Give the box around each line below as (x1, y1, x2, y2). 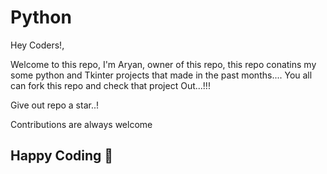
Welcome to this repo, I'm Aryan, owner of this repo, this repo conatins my (10, 58, 317, 70)
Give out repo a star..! (10, 99, 100, 111)
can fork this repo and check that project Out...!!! (10, 79, 211, 91)
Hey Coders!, (10, 39, 65, 51)
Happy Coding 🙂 (10, 147, 114, 165)
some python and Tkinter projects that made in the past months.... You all (10, 69, 313, 81)
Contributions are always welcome (10, 118, 153, 130)
